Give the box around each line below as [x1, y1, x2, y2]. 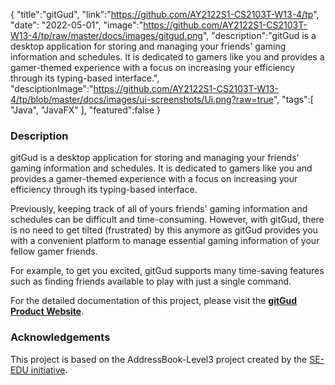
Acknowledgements [10, 330, 111, 344]
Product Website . [10, 305, 85, 318]
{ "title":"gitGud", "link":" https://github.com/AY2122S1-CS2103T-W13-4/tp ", [10, 9, 320, 20]
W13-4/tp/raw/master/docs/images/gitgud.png [10, 30, 203, 41]
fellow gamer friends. [10, 245, 98, 258]
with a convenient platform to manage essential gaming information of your [10, 235, 320, 247]
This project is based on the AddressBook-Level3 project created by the [10, 353, 308, 365]
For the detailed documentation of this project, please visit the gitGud [10, 295, 298, 307]
